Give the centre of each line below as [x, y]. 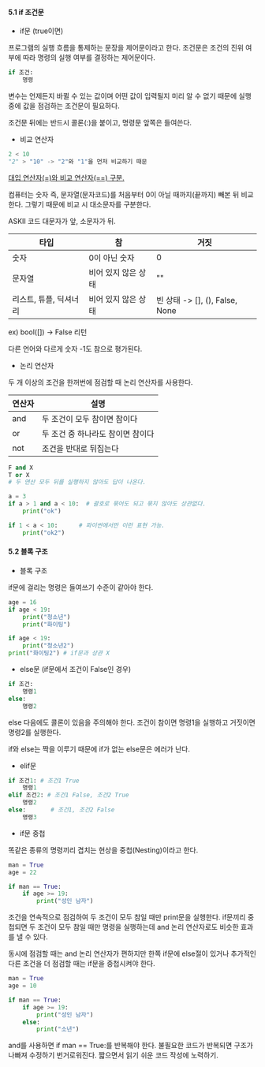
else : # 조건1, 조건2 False [62, 810]
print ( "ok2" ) [44, 532]
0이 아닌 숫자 [112, 258]
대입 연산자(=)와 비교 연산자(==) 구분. [66, 177]
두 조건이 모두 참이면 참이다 [90, 419]
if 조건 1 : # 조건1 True [44, 781]
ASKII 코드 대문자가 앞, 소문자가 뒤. [62, 221]
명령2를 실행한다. [35, 732]
